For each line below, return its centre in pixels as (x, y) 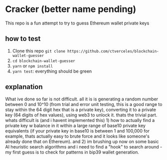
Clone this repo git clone (39, 50)
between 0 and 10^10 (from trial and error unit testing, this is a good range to (84, 104)
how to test (23, 39)
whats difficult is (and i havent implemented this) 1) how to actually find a (80, 120)
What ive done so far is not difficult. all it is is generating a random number (82, 99)
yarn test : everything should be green (52, 71)
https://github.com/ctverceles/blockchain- (113, 51)
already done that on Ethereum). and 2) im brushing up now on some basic (82, 141)
